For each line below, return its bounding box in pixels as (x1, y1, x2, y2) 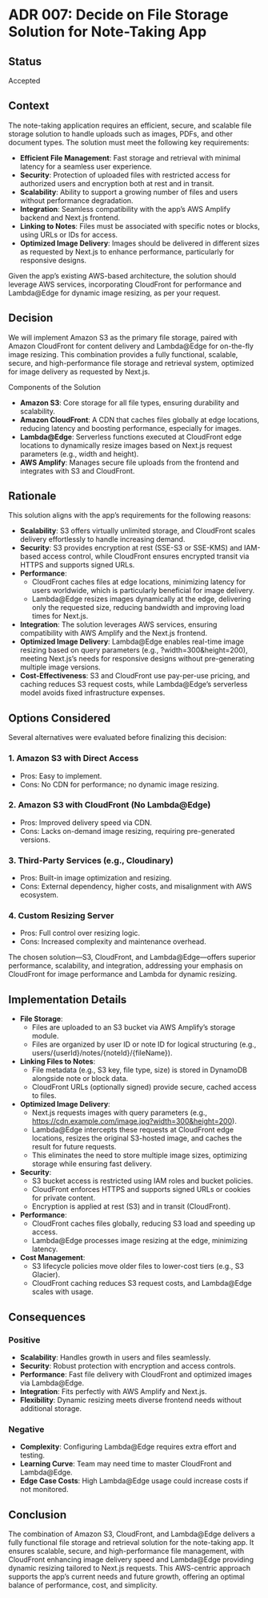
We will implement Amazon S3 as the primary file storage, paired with (8, 332, 238, 342)
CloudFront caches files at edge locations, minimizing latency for (31, 577, 246, 587)
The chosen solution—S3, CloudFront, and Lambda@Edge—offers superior (8, 953, 256, 962)
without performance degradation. (19, 195, 134, 205)
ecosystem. (19, 890, 58, 900)
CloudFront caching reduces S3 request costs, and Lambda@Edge (31, 1279, 252, 1288)
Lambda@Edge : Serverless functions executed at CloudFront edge (19, 432, 242, 441)
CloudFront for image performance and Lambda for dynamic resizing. (8, 970, 238, 979)
